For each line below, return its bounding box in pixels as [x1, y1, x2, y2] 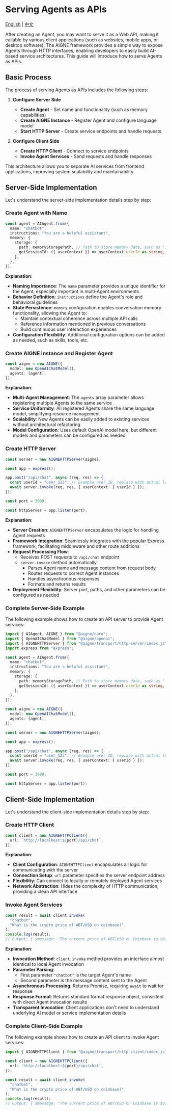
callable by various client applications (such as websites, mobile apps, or [5, 37, 158, 43]
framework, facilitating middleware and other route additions [12, 543, 140, 549]
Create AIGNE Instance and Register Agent [5, 350, 113, 357]
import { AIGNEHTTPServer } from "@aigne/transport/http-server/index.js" [5, 641, 167, 646]
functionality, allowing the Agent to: [12, 310, 88, 316]
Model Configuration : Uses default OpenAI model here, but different [12, 427, 157, 433]
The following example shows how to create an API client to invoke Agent [5, 1034, 159, 1040]
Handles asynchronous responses [27, 575, 100, 581]
